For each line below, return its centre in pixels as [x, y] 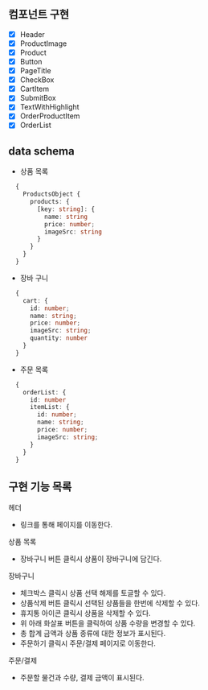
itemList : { [49, 407]
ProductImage [43, 43]
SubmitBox [38, 98]
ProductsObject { [52, 194]
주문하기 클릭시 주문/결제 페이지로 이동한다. [88, 643]
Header [33, 34]
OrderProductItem [50, 116]
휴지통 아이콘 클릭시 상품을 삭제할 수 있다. [85, 614]
